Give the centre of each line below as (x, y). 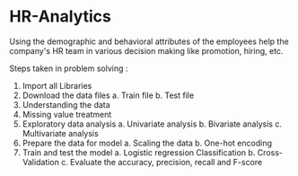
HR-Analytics (61, 17)
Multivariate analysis (60, 133)
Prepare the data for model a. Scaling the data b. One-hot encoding (147, 143)
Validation (41, 162)
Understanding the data (66, 104)
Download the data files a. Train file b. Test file (108, 95)
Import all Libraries (57, 85)
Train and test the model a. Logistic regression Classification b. (139, 152)
